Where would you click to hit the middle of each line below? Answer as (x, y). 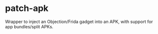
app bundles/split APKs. (29, 26)
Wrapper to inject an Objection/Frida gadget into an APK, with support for (79, 22)
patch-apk (27, 8)
